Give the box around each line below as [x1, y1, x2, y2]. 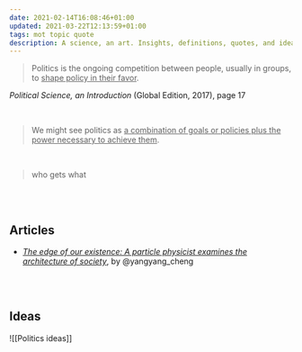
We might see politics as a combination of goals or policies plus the [31, 125, 281, 136]
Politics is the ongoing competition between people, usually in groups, [31, 63, 292, 74]
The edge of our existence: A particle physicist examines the [22, 247, 247, 257]
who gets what [31, 169, 87, 180]
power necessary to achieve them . [31, 134, 160, 145]
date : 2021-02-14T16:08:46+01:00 [9, 13, 135, 23]
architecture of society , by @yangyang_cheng [22, 256, 194, 266]
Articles [9, 222, 56, 238]
